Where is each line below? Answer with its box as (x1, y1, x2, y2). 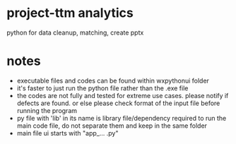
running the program (16, 106, 78, 114)
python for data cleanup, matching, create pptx (6, 28, 144, 37)
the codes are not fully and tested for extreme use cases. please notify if (16, 91, 229, 100)
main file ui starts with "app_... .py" (16, 128, 119, 137)
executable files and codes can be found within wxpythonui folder (16, 76, 210, 85)
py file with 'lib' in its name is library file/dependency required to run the (16, 114, 227, 122)
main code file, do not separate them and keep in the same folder (16, 121, 208, 130)
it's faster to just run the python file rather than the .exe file (16, 83, 189, 92)
